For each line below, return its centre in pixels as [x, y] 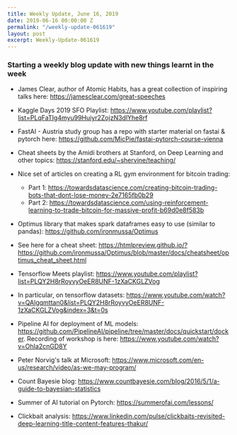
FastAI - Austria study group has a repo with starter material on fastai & [121, 132]
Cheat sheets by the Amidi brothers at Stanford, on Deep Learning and [120, 153]
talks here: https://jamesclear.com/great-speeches [92, 97]
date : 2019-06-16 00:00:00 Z [50, 21]
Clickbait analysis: [44, 416]
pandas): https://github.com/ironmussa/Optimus [88, 231]
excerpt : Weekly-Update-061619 [53, 40]
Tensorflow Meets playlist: [56, 274]
